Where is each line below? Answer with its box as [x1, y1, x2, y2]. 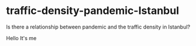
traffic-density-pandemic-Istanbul [6, 4, 180, 17]
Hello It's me [6, 34, 37, 41]
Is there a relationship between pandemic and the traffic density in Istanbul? [6, 23, 190, 30]
